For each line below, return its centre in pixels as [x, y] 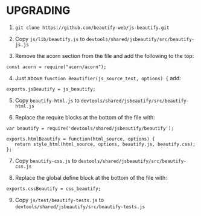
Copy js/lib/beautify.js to [50, 39]
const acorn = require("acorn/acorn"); [56, 67]
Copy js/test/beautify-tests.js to [59, 200]
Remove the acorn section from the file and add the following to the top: [104, 56]
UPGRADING [38, 11]
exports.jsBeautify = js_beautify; [51, 89]
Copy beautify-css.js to [46, 160]
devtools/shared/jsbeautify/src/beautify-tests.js [80, 207]
